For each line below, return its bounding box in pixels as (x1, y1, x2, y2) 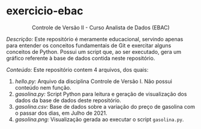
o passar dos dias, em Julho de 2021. (14, 109, 107, 116)
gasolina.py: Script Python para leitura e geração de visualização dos (14, 90, 187, 97)
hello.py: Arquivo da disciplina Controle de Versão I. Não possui (14, 78, 172, 85)
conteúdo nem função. (14, 84, 72, 91)
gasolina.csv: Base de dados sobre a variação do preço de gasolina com (14, 103, 195, 110)
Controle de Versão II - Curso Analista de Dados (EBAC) (32, 24, 170, 31)
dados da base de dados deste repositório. (14, 97, 122, 104)
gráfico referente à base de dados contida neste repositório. (6, 54, 155, 62)
